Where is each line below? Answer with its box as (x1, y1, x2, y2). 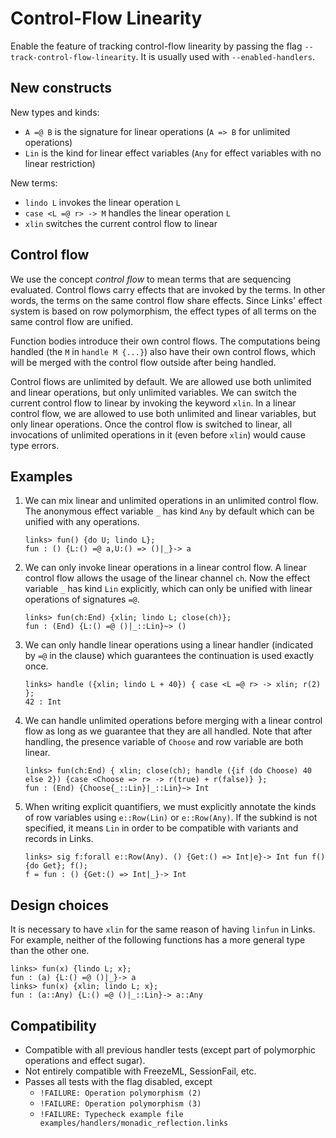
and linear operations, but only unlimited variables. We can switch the (10, 386, 297, 398)
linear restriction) (24, 157, 96, 169)
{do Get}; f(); (24, 861, 89, 871)
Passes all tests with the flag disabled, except (24, 1076, 213, 1087)
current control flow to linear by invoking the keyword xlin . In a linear (10, 397, 297, 409)
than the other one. (10, 945, 90, 957)
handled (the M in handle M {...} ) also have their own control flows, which (10, 345, 317, 357)
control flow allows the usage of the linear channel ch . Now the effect (24, 572, 311, 584)
